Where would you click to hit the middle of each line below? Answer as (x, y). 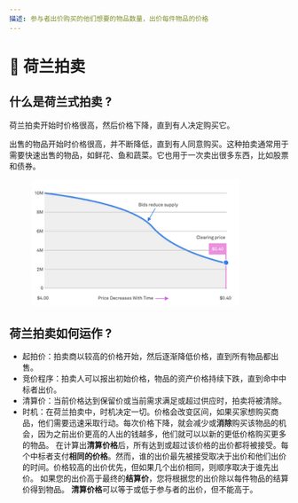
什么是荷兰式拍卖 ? (61, 102)
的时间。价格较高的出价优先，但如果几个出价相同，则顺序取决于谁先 (146, 468)
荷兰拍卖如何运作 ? (61, 334)
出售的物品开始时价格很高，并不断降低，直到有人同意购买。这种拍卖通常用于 (149, 144)
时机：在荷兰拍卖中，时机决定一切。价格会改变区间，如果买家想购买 (146, 412)
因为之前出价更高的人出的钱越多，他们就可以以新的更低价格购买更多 (162, 434)
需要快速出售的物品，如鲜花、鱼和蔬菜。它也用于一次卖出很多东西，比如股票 (149, 154)
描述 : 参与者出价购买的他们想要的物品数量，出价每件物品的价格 (109, 19)
